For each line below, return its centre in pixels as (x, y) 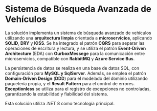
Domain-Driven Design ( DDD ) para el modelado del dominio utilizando (77, 78)
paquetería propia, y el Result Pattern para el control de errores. (70, 83)
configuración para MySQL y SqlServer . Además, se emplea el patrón (76, 73)
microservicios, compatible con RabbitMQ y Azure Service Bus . (70, 58)
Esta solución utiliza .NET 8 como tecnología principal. (60, 103)
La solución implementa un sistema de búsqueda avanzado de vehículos (78, 33)
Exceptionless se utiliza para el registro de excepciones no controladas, (78, 89)
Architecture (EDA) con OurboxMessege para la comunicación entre (75, 53)
